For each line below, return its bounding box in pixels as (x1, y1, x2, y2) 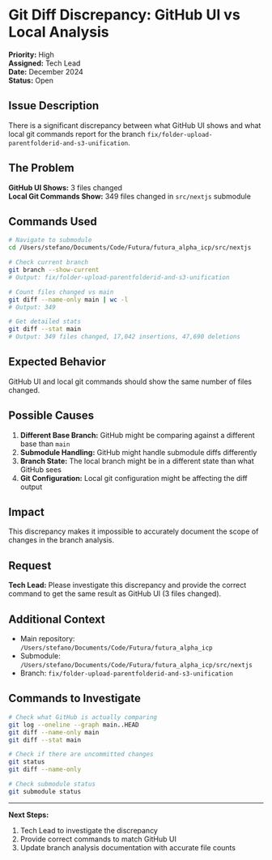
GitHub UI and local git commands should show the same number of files (8, 377, 253, 386)
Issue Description (8, 99, 100, 113)
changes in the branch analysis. (8, 535, 115, 545)
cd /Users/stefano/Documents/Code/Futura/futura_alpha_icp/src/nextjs (8, 244, 252, 252)
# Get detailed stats (8, 317, 82, 326)
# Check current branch (8, 258, 89, 266)
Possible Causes (8, 409, 95, 423)
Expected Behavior (8, 355, 107, 369)
